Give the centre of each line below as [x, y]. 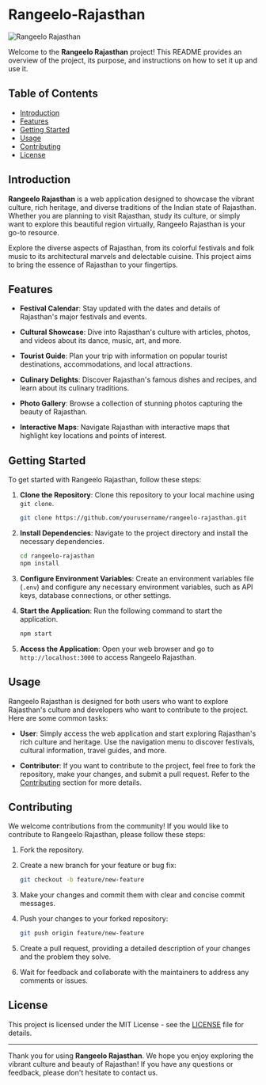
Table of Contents [53, 94]
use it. [18, 68]
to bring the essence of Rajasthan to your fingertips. [93, 265]
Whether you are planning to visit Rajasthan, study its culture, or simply [124, 215]
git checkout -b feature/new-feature [82, 880]
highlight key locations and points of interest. [93, 436]
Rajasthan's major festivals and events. [83, 317]
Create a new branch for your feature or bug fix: [98, 866]
